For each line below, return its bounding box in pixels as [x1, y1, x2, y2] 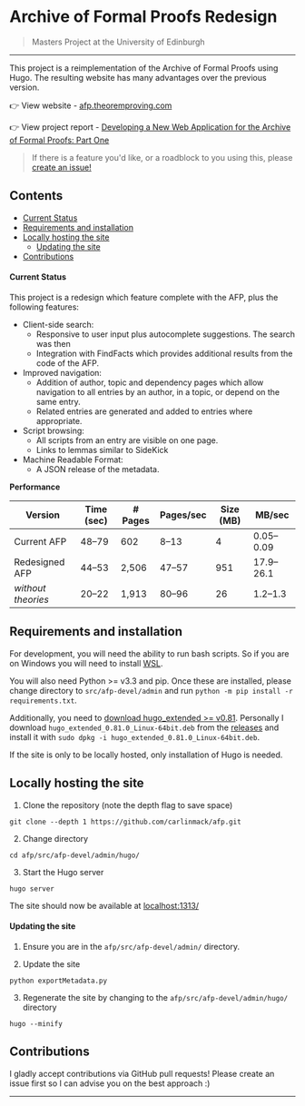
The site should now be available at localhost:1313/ [9, 900, 200, 911]
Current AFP [14, 535, 67, 548]
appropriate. [35, 415, 83, 426]
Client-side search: [22, 319, 94, 330]
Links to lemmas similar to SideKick [35, 444, 169, 455]
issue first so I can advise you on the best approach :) [9, 1078, 211, 1089]
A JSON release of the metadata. [35, 463, 160, 474]
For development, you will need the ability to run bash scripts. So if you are [9, 647, 290, 659]
